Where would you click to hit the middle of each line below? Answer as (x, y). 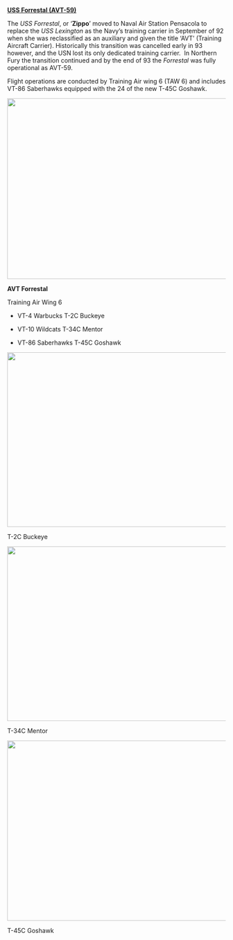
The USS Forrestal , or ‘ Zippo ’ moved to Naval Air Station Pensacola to (107, 23)
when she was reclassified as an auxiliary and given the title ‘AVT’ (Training (114, 38)
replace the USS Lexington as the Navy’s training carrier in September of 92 (115, 31)
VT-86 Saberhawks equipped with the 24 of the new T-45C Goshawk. (107, 89)
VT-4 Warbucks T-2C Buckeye (61, 315)
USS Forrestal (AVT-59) (42, 10)
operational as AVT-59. (40, 68)
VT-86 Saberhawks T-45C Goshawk (69, 343)
